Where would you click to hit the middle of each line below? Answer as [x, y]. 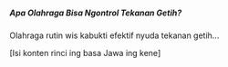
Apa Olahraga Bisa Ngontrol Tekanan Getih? [96, 13]
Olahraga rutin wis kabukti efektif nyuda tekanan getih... [114, 35]
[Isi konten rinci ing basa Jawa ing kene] [85, 53]
